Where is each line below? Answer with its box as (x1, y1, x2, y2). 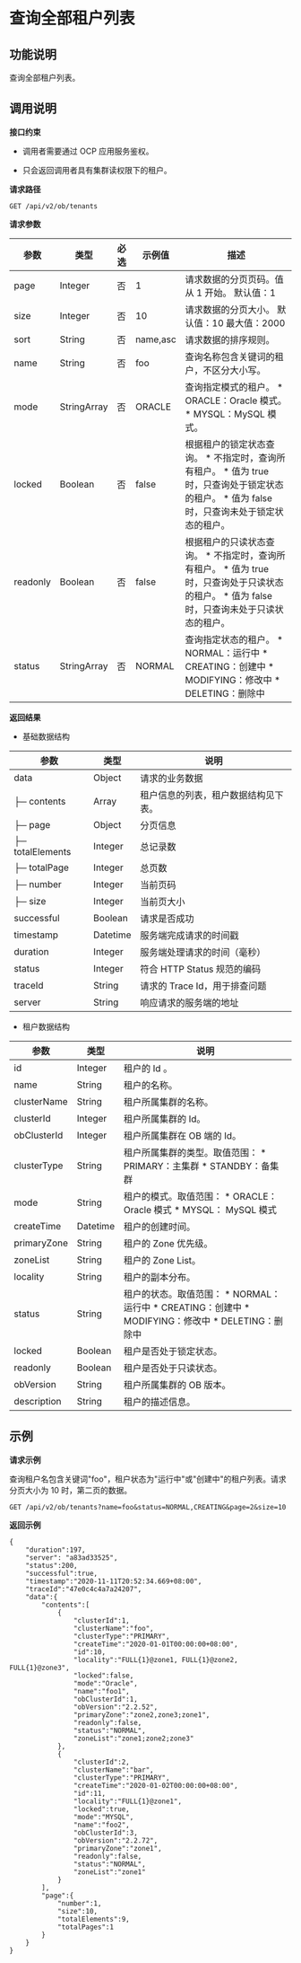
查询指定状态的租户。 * (185, 633, 284, 646)
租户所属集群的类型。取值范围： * (123, 1146, 267, 1158)
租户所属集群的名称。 (123, 1096, 213, 1108)
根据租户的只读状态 (185, 535, 266, 548)
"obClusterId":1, (73, 1695, 139, 1703)
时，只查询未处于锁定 (185, 505, 275, 517)
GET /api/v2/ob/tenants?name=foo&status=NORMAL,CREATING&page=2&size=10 (9, 1502, 287, 1511)
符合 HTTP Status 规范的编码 (140, 963, 262, 975)
